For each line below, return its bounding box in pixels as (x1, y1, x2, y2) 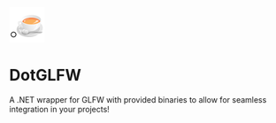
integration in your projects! (9, 104, 111, 114)
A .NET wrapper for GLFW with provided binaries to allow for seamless (9, 94, 267, 104)
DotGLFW (9, 65, 81, 86)
